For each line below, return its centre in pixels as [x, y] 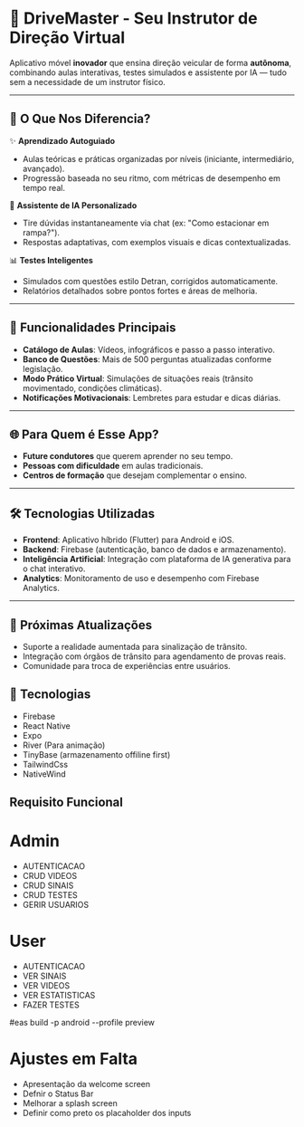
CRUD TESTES [50, 895]
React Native [46, 726]
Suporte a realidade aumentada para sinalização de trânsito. [135, 647]
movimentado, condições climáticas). [92, 387]
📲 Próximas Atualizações [81, 625]
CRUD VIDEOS [50, 876]
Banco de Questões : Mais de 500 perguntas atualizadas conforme [147, 359]
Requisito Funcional [66, 802]
